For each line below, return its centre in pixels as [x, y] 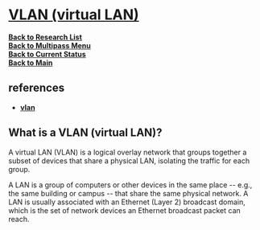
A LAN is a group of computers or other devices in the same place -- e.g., [130, 185]
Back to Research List [45, 37]
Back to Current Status [47, 54]
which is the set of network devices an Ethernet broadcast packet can [125, 210]
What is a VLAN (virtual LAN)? [85, 133]
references [37, 88]
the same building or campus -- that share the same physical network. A [128, 193]
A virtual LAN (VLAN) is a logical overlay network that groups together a [128, 152]
